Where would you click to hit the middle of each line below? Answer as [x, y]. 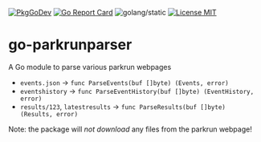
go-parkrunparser [70, 45]
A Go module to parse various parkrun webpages [90, 67]
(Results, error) [49, 114]
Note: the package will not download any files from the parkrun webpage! [130, 129]
